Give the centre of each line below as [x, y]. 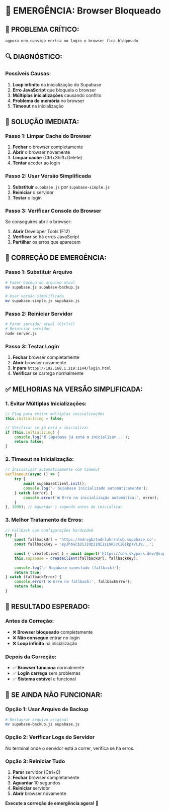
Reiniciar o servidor [33, 192]
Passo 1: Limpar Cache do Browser [48, 136]
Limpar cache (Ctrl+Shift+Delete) [47, 158]
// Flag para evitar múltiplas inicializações [55, 414]
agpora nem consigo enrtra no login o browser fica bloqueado [72, 41]
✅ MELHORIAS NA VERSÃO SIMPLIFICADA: [74, 389]
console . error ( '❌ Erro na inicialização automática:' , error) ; [91, 497]
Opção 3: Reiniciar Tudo [35, 761]
